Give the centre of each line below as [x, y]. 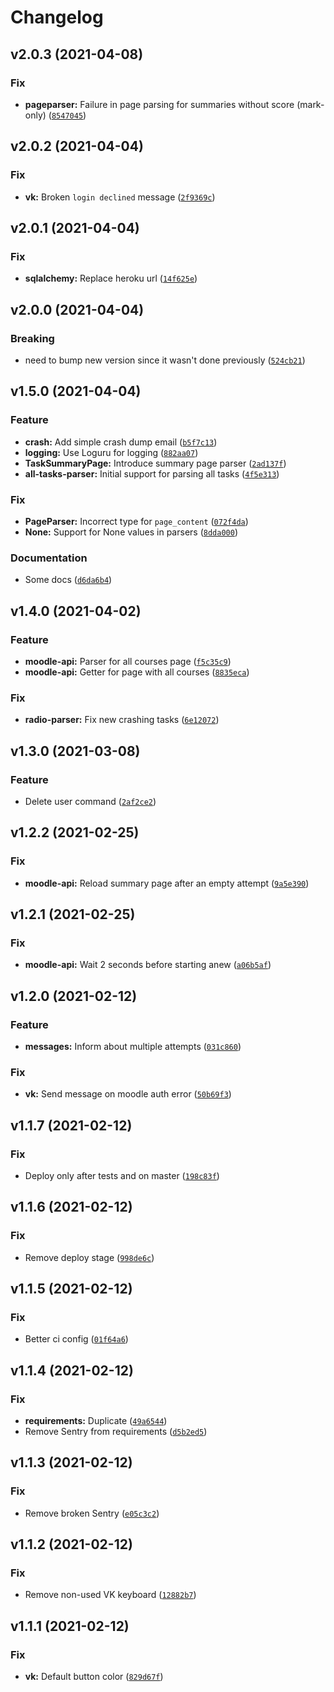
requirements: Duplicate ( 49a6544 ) [96, 1420]
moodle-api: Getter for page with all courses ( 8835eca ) [137, 672]
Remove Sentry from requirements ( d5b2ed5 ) [116, 1431]
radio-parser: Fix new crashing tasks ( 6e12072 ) [122, 720]
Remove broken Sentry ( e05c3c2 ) [92, 1513]
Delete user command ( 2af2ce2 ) [90, 801]
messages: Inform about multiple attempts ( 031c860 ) [133, 1046]
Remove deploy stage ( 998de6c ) [89, 1257]
